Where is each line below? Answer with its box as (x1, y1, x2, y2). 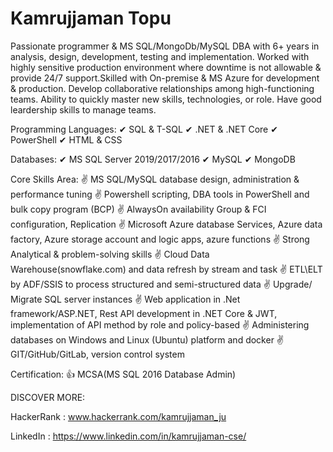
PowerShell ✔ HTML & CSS (10, 133, 123, 146)
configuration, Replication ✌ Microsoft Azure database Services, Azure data (10, 218, 323, 230)
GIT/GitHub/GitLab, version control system (10, 348, 185, 360)
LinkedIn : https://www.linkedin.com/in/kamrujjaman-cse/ (10, 430, 247, 442)
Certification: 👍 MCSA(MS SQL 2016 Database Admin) (10, 368, 237, 380)
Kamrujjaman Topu (10, 7, 172, 30)
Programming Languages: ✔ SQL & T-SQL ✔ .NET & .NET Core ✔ (10, 123, 278, 135)
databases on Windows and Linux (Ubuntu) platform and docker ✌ (10, 333, 285, 346)
